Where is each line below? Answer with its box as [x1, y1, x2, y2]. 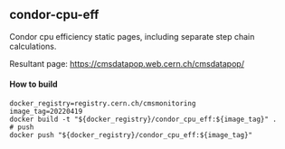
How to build [9, 79, 58, 89]
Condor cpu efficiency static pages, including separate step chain [9, 31, 255, 42]
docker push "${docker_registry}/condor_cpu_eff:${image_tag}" [9, 131, 253, 140]
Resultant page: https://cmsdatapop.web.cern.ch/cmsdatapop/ [9, 58, 244, 69]
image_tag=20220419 [9, 107, 83, 116]
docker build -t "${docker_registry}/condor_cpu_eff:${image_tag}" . [9, 115, 278, 125]
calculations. [9, 41, 57, 51]
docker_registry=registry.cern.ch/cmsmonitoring [9, 99, 196, 108]
